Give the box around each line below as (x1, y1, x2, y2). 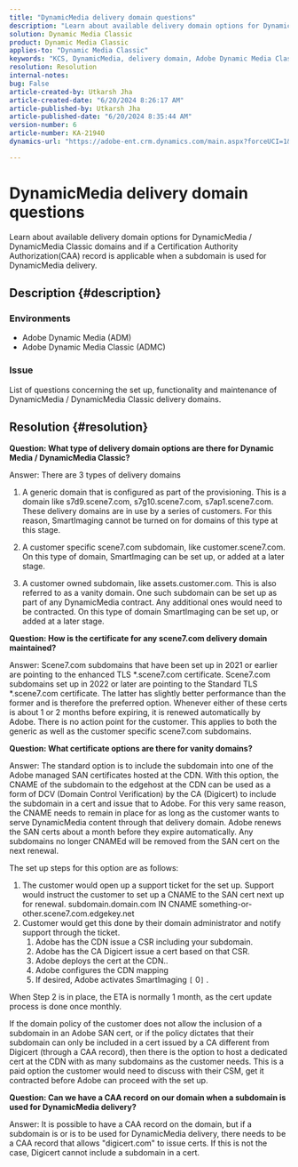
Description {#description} (9, 286, 161, 301)
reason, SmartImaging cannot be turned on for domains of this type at (21, 515, 278, 526)
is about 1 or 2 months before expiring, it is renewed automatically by (9, 707, 262, 718)
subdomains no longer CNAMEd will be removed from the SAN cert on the (9, 836, 280, 847)
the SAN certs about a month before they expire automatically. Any (9, 826, 254, 837)
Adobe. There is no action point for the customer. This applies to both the (9, 717, 278, 728)
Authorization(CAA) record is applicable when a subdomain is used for (9, 250, 267, 261)
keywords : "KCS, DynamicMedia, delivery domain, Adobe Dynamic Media (9, 54, 272, 63)
